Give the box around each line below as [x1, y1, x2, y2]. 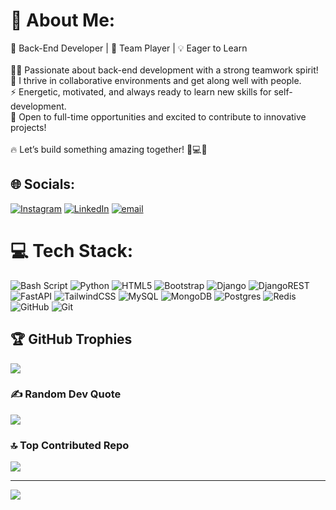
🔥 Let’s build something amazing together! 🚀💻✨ [10, 143, 208, 155]
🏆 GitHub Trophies [10, 331, 133, 348]
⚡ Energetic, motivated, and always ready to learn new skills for [10, 85, 272, 98]
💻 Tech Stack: [10, 239, 134, 262]
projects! [10, 121, 47, 133]
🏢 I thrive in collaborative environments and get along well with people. [10, 74, 302, 86]
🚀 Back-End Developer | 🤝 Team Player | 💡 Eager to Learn [10, 42, 248, 54]
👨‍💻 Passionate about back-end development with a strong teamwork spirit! [10, 64, 319, 76]
